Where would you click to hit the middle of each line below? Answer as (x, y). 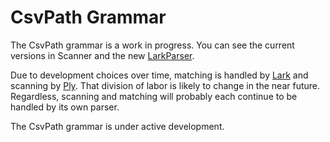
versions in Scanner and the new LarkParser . (102, 55)
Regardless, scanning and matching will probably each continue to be (154, 96)
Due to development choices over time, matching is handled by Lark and (159, 75)
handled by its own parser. (65, 107)
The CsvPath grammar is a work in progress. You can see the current (152, 45)
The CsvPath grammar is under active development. (117, 126)
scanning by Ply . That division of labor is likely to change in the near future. (165, 85)
